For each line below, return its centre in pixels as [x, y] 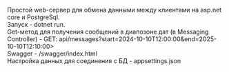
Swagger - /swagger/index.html [52, 53]
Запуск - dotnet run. [36, 24]
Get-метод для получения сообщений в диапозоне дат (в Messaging [108, 32]
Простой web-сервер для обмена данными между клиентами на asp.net [114, 10]
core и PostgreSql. [33, 17]
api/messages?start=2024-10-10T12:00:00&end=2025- [138, 39]
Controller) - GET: [32, 39]
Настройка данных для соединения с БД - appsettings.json [94, 61]
